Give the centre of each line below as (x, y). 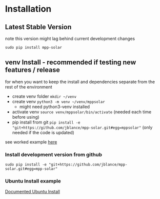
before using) (26, 117)
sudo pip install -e (26, 165)
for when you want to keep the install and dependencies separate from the (80, 82)
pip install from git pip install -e (46, 122)
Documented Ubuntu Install (32, 192)
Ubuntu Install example (33, 181)
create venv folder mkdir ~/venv (44, 96)
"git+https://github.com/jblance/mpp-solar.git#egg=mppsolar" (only (82, 127)
